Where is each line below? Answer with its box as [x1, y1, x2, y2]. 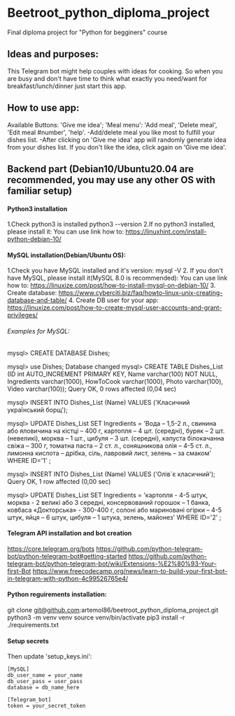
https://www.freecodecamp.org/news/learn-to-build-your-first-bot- [32, 566, 228, 575]
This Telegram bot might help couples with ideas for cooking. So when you [7, 66, 223, 75]
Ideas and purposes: [7, 48, 99, 60]
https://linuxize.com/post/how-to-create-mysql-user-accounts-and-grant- [7, 303, 222, 312]
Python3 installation [7, 204, 68, 213]
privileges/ [7, 311, 38, 320]
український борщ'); [7, 406, 69, 414]
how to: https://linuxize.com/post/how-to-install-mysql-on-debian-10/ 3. [7, 281, 216, 289]
